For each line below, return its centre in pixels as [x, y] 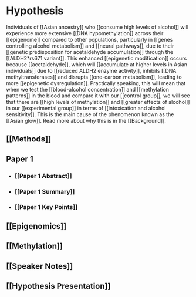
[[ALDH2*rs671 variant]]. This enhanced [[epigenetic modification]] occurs [97, 58]
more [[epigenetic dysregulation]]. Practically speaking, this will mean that [96, 83]
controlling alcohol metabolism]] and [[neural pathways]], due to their [90, 46]
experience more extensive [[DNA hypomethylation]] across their [85, 33]
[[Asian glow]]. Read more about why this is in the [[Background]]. [86, 120]
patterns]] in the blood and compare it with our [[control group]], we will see [98, 96]
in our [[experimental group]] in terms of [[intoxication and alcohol [86, 108]
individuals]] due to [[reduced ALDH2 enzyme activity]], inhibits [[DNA [91, 70]
